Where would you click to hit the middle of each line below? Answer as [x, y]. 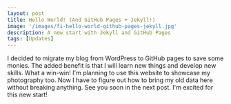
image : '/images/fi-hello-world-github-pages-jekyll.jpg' [92, 26]
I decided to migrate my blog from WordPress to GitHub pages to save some [115, 58]
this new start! [28, 95]
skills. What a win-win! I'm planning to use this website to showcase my [109, 73]
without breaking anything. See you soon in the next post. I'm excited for [110, 88]
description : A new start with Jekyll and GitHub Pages [89, 32]
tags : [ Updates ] [30, 39]
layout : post [26, 13]
